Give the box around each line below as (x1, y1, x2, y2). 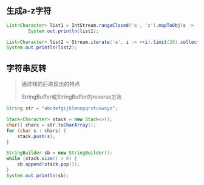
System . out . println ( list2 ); (6, 44, 78, 51)
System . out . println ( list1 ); (28, 28, 99, 34)
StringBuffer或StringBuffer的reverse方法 (21, 93, 123, 100)
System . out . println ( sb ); (6, 172, 69, 178)
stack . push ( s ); (17, 133, 56, 139)
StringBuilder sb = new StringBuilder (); (6, 150, 113, 156)
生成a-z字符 (6, 5, 52, 16)
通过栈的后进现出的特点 (21, 80, 80, 88)
